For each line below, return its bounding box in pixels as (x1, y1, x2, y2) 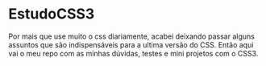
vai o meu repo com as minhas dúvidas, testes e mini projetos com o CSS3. (8, 48, 259, 58)
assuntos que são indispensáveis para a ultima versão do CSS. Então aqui (8, 39, 254, 49)
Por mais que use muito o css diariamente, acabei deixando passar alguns (8, 31, 256, 41)
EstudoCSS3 (8, 5, 95, 23)
